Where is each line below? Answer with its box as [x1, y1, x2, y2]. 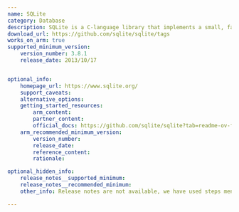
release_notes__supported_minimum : [20, 175, 126, 182]
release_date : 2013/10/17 [20, 57, 97, 64]
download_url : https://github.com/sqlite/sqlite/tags [7, 30, 171, 38]
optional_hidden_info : [7, 168, 75, 175]
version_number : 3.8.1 [20, 51, 87, 58]
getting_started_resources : [20, 102, 103, 110]
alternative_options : [20, 95, 84, 103]
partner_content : [33, 115, 84, 123]
